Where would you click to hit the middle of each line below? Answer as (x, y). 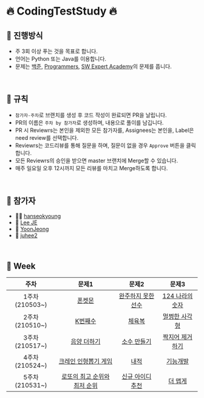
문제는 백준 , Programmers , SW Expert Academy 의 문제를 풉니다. (93, 66)
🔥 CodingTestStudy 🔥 (62, 11)
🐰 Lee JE (26, 222)
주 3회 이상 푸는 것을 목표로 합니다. (56, 51)
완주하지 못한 (137, 296)
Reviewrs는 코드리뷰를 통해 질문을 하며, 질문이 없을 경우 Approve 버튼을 (100, 145)
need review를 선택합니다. (47, 137)
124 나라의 (178, 296)
